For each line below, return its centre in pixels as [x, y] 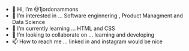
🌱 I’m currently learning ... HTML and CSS [63, 28]
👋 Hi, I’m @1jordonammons [45, 9]
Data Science [28, 22]
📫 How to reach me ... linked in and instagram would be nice [87, 41]
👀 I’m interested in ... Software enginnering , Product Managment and [97, 16]
